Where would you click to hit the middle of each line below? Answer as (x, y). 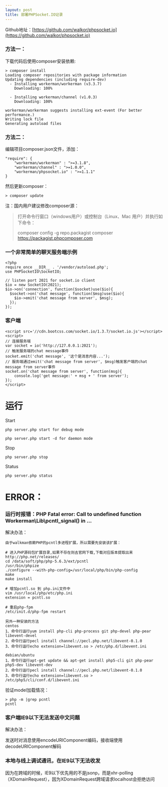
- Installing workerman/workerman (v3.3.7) (56, 84)
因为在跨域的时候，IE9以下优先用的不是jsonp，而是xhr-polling (69, 773)
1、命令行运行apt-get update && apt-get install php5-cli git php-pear (79, 661)
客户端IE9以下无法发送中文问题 (43, 717)
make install (19, 579)
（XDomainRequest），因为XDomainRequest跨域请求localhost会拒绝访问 (80, 779)
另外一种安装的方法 (22, 622)
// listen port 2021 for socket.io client (50, 281)
